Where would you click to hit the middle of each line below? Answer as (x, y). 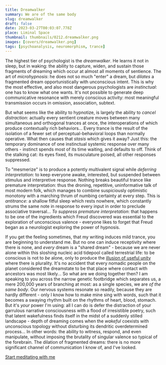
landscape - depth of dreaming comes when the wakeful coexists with (77, 321)
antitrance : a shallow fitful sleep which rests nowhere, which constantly (78, 201)
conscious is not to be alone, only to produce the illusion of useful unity (78, 258)
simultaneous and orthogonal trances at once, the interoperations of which (82, 123)
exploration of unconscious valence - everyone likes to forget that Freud (79, 222)
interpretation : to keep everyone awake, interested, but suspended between (83, 174)
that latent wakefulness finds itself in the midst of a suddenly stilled (74, 315)
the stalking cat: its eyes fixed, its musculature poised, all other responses (81, 155)
